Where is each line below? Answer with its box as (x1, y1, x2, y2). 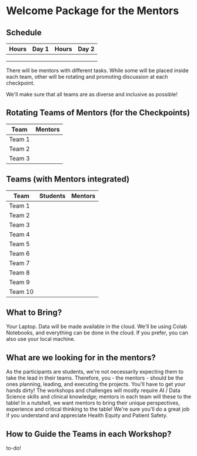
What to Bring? (6, 307, 62, 318)
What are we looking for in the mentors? (6, 353, 156, 363)
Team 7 (9, 259, 31, 267)
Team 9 (9, 278, 31, 286)
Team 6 (9, 249, 31, 257)
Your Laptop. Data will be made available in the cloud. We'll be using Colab (6, 323, 187, 330)
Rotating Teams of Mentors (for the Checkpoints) (6, 108, 190, 118)
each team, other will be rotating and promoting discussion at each (6, 73, 169, 80)
